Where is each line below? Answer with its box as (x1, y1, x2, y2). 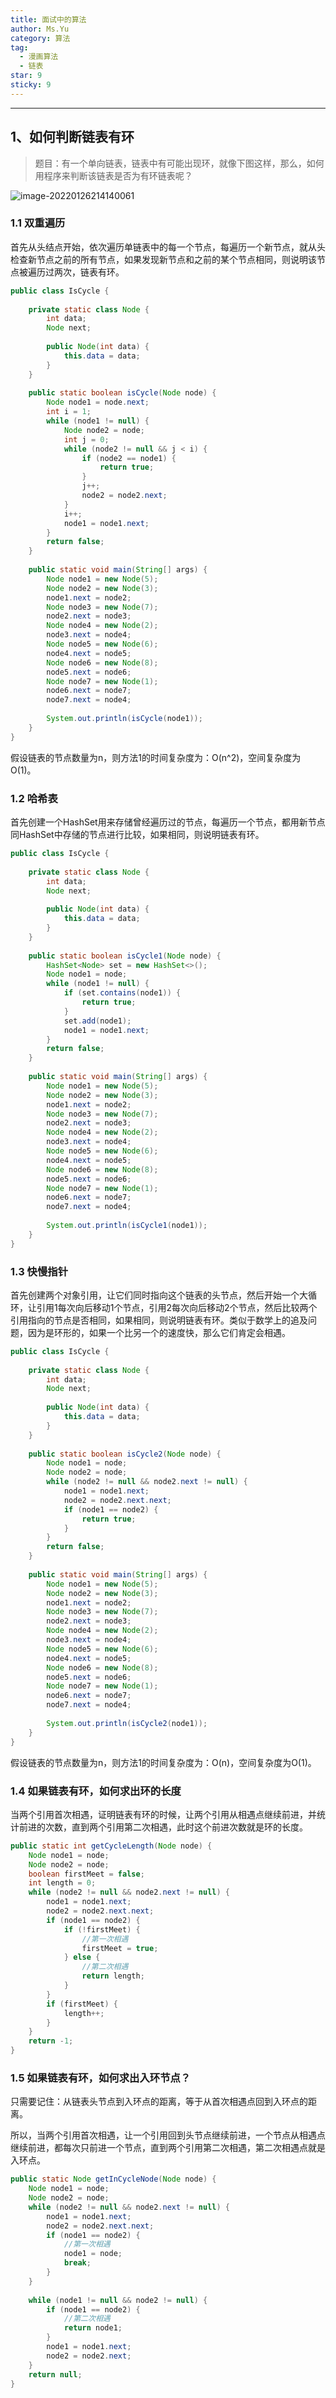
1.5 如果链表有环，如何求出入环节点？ (10, 2071, 192, 2085)
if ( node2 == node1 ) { (81, 453, 177, 463)
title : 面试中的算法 (10, 14, 87, 25)
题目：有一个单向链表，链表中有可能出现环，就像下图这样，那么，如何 (34, 157, 325, 169)
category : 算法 (10, 33, 71, 43)
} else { (63, 1952, 101, 1963)
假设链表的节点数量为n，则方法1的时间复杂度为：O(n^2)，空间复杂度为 (10, 751, 302, 763)
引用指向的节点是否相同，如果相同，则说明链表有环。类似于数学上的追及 (10, 1314, 308, 1326)
